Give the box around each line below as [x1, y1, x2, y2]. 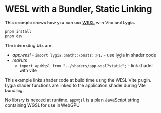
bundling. [5, 87, 24, 93]
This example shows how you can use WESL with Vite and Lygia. [5, 20, 135, 25]
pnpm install [5, 29, 32, 34]
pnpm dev [5, 33, 23, 39]
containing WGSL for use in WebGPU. [5, 102, 81, 108]
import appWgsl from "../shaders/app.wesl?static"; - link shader [19, 62, 153, 68]
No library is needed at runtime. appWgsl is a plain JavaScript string [5, 97, 140, 103]
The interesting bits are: [5, 43, 53, 48]
